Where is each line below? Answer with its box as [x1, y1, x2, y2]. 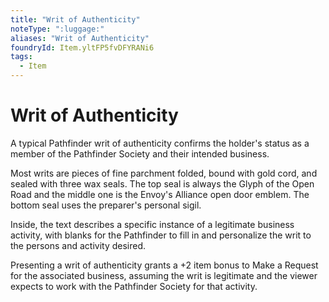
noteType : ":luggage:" [10, 24, 105, 34]
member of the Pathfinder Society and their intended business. [10, 147, 270, 160]
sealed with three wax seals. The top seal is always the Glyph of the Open [10, 177, 315, 190]
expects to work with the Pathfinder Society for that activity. [10, 280, 258, 292]
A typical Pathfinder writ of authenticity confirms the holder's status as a [10, 137, 310, 149]
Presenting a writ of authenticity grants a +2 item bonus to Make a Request [10, 259, 319, 271]
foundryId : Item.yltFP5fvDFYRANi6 [10, 42, 155, 53]
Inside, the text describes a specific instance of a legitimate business [10, 218, 295, 230]
